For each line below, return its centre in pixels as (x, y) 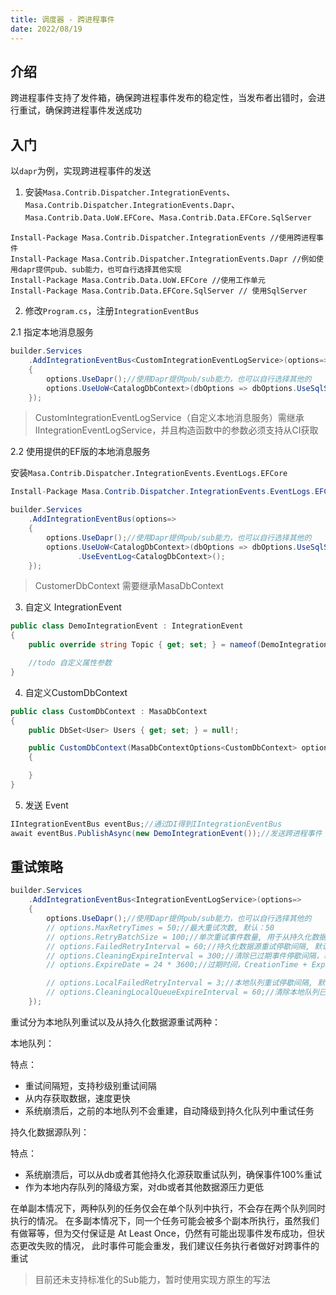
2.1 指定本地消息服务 (52, 332)
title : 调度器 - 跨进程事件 (62, 19)
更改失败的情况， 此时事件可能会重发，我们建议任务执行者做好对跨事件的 (169, 1245)
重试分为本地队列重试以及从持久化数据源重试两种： (115, 1022)
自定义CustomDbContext (76, 692)
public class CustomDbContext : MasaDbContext (109, 711)
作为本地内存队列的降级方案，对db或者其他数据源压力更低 (144, 1187)
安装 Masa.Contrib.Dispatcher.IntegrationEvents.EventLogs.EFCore (149, 473)
